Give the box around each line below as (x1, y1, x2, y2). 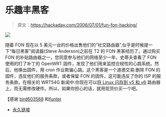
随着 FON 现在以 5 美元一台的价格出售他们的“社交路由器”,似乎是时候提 (5, 42, 149, 48)
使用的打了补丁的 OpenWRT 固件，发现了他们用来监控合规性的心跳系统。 (5, 60, 155, 66)
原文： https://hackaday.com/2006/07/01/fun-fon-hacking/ (17, 22, 138, 28)
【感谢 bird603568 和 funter (5, 96, 62, 102)
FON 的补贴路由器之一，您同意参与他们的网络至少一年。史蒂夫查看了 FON (5, 54, 157, 60)
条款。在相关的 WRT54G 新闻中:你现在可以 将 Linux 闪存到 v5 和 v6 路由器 (9, 79, 161, 85)
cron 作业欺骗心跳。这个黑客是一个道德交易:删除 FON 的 (45, 67, 161, 73)
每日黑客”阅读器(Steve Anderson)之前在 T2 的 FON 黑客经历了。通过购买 (11, 48, 161, 54)
